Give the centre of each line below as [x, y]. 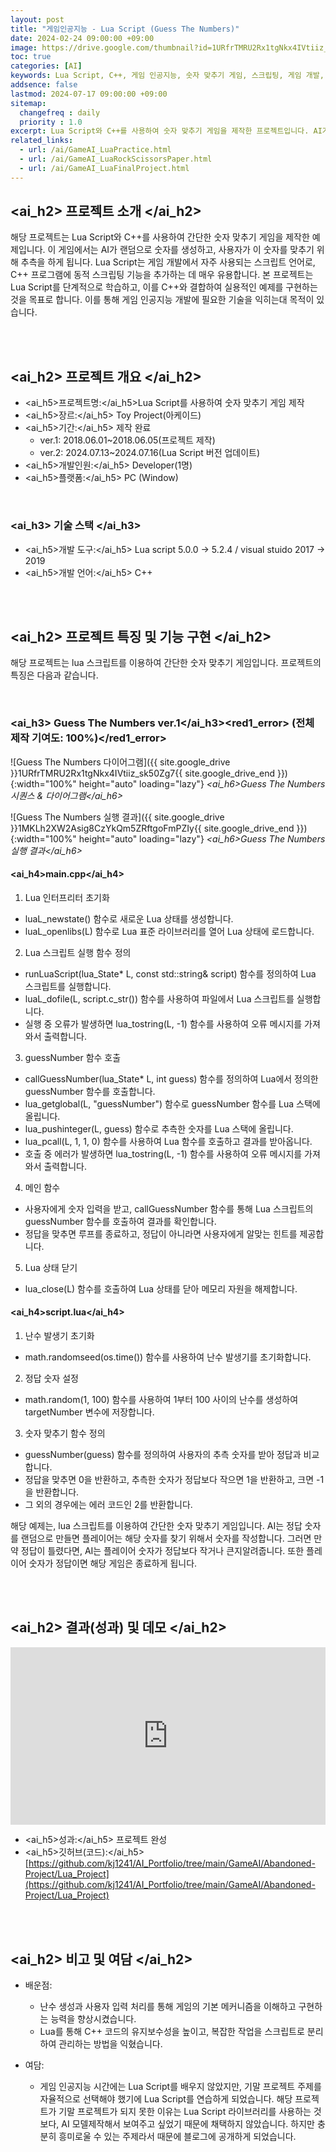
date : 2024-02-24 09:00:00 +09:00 [82, 38]
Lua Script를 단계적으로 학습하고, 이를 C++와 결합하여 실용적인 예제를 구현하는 [164, 287]
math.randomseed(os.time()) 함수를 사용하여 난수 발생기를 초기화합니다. [168, 1357]
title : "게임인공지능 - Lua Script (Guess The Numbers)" [125, 29]
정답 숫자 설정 [51, 1378]
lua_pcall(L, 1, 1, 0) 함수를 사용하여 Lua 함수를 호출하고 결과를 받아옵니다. [168, 1141]
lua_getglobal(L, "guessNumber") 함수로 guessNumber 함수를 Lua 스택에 [172, 1103]
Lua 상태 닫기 [51, 1267]
